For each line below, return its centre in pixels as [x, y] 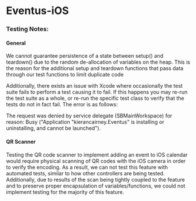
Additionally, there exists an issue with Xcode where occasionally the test [94, 86]
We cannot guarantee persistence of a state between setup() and [85, 56]
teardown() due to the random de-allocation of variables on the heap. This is [98, 62]
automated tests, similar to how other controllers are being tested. [85, 173]
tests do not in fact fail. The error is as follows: [62, 105]
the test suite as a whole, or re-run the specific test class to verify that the [95, 98]
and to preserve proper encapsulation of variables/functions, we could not [96, 186]
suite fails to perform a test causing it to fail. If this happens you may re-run [97, 92]
